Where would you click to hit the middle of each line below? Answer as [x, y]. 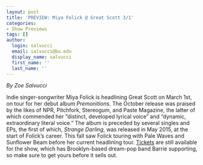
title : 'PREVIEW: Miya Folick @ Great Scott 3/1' [70, 18]
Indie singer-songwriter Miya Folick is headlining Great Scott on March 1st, [99, 97]
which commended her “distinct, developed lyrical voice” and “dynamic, [96, 116]
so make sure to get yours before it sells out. [62, 155]
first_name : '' [31, 62]
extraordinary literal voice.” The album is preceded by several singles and [98, 123]
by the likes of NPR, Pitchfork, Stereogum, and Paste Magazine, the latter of [101, 110]
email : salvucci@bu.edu [42, 52]
